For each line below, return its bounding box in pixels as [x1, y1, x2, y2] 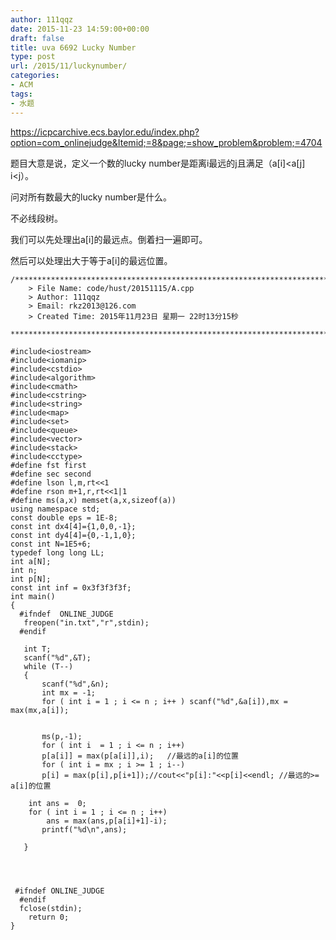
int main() [10, 591, 56, 601]
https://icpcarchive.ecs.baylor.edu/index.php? [10, 126, 200, 138]
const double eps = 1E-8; [10, 512, 118, 523]
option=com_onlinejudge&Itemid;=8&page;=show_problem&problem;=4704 [10, 136, 323, 148]
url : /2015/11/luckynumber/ [10, 61, 128, 71]
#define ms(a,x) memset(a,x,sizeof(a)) [10, 495, 177, 505]
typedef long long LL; [10, 547, 105, 558]
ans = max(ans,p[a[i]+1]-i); [46, 816, 168, 826]
